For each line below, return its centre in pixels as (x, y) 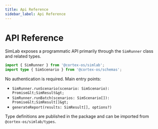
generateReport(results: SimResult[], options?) (62, 107)
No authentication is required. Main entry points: (53, 79)
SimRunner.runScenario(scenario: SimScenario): (61, 89)
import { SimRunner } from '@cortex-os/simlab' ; (55, 65)
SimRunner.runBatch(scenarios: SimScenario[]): (61, 98)
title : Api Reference (27, 9)
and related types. (23, 57)
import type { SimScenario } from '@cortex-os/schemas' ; (64, 70)
